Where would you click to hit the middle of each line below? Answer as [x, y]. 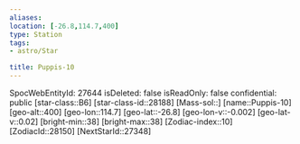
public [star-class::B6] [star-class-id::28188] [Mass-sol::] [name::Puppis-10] [150, 103]
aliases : [26, 18]
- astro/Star [34, 51]
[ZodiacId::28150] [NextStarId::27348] [80, 131]
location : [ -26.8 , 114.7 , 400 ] [64, 26]
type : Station [36, 34]
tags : [19, 43]
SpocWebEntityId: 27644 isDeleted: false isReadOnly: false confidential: [143, 93]
